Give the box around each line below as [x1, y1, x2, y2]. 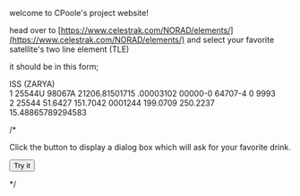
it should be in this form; [9, 62, 99, 72]
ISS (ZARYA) [9, 79, 56, 89]
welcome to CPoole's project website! [9, 8, 150, 18]
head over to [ [9, 25, 61, 35]
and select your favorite [186, 35, 275, 45]
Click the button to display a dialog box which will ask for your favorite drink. [9, 142, 291, 152]
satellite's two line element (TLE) [9, 44, 130, 55]
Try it [13, 161, 31, 170]
